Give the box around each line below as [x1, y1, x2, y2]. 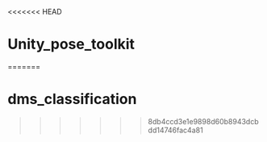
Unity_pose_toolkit [7, 35, 135, 53]
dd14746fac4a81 [148, 125, 203, 135]
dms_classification [7, 90, 137, 108]
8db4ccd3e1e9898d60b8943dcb [148, 116, 259, 126]
